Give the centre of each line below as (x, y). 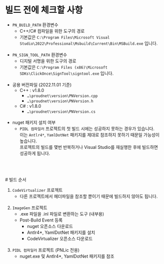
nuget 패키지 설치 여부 (34, 122)
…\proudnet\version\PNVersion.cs (61, 112)
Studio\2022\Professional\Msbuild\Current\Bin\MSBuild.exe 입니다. (89, 43)
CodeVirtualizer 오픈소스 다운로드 (60, 238)
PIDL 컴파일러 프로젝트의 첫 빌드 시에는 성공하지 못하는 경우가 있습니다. (87, 129)
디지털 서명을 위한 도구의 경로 (48, 61)
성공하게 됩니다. (35, 153)
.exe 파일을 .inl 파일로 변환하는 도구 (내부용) (62, 214)
